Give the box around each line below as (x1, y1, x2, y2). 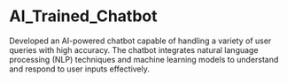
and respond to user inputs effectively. (9, 64, 151, 74)
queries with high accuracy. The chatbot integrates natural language (9, 44, 259, 55)
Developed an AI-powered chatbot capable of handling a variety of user (9, 35, 272, 46)
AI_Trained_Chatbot (9, 6, 158, 26)
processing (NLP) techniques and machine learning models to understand (9, 54, 279, 64)
